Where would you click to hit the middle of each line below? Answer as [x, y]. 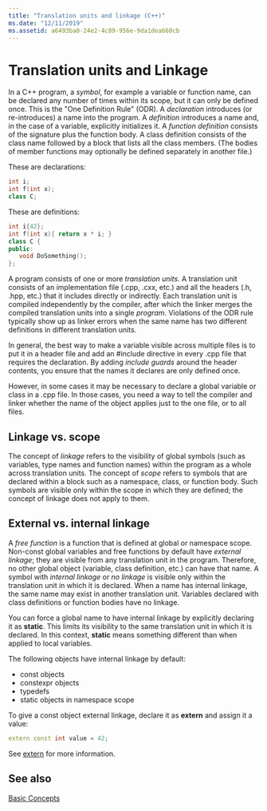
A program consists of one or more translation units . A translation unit [123, 279]
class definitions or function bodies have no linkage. [94, 602]
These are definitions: [44, 212]
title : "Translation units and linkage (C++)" [87, 16]
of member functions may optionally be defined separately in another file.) [130, 152]
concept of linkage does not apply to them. [79, 499]
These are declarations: [47, 167]
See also [30, 779]
